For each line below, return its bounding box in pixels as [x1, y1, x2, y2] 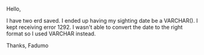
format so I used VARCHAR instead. [6, 30, 96, 37]
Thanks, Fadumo [6, 42, 49, 49]
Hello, [6, 5, 21, 12]
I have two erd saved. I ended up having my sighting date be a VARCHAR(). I [6, 17, 199, 24]
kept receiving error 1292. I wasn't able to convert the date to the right [6, 24, 183, 31]
